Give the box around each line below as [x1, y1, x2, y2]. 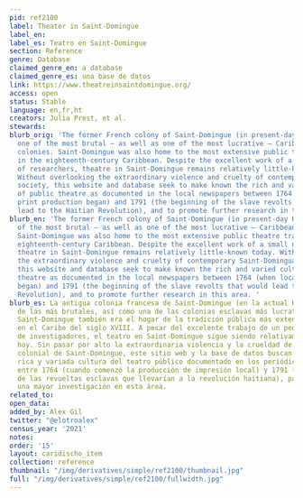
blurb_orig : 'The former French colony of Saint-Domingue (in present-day [9, 131, 297, 140]
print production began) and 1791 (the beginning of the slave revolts [17, 198, 293, 207]
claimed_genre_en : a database [9, 64, 124, 73]
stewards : [9, 123, 47, 132]
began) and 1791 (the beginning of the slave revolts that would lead [17, 281, 289, 290]
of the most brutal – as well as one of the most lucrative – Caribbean [17, 223, 297, 232]
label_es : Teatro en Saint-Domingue [9, 38, 147, 48]
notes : [9, 432, 34, 442]
